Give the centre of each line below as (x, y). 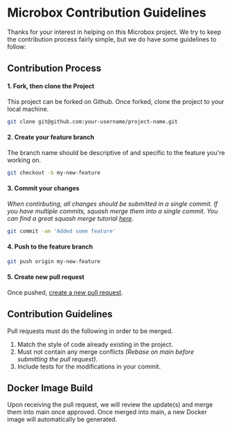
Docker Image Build (50, 388)
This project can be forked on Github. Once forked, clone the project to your (116, 101)
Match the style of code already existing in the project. (95, 344)
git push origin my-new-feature (54, 261)
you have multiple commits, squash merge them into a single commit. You (113, 211)
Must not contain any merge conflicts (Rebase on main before (106, 352)
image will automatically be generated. (62, 420)
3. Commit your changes (43, 188)
